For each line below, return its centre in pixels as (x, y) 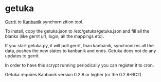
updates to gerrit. (22, 55)
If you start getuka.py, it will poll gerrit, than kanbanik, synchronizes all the (80, 45)
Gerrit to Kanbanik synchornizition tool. (44, 22)
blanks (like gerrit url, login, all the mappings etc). (55, 36)
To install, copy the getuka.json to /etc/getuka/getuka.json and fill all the (77, 31)
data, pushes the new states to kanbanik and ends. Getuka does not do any (81, 51)
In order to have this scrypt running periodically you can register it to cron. (80, 65)
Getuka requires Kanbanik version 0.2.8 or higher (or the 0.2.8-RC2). (74, 74)
